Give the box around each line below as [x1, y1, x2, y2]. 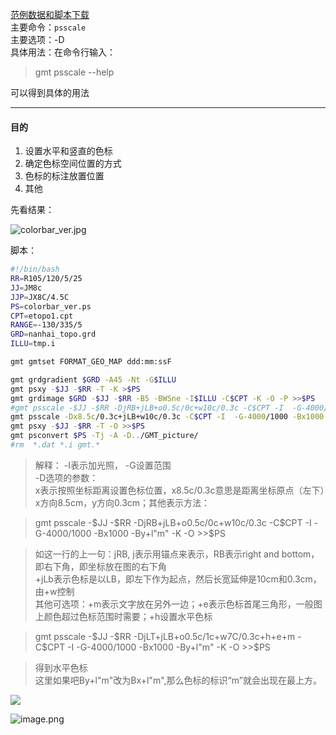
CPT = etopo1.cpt [10, 311, 74, 321]
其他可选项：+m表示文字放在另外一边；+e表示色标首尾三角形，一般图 [34, 598, 323, 610]
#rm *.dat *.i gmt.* [10, 440, 101, 450]
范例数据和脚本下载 [10, 9, 90, 20]
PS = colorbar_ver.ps [10, 301, 92, 312]
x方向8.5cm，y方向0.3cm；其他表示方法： [34, 496, 211, 508]
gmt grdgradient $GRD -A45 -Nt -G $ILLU [10, 374, 177, 385]
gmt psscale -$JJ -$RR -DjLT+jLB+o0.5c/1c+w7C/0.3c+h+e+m [34, 630, 296, 642]
